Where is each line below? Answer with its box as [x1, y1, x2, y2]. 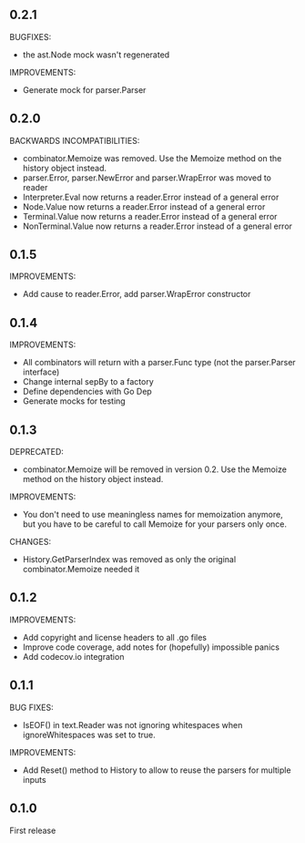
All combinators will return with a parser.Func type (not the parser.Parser [22, 357, 296, 368]
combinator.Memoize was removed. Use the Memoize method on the [22, 152, 282, 163]
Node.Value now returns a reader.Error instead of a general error [22, 200, 266, 212]
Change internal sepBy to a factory [22, 376, 155, 387]
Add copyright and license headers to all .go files [22, 632, 208, 643]
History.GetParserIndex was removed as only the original [22, 554, 237, 565]
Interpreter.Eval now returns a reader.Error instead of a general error [22, 191, 280, 202]
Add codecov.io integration [22, 651, 125, 662]
